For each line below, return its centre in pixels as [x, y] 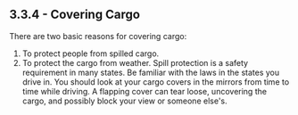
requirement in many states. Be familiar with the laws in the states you [150, 72]
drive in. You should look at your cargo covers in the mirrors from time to [156, 82]
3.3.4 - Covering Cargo [75, 15]
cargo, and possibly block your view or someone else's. [124, 101]
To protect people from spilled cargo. [91, 53]
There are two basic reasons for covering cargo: [98, 36]
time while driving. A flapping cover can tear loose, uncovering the [145, 91]
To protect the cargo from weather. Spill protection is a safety [135, 62]
